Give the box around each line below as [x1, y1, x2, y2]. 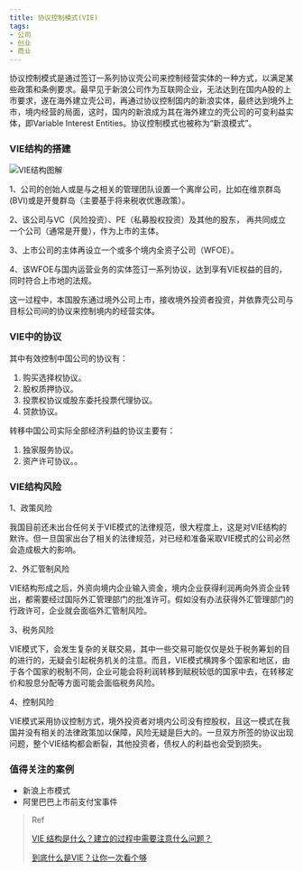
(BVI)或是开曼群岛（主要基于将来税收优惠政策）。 [9, 195, 190, 206]
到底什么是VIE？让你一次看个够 [31, 852, 147, 863]
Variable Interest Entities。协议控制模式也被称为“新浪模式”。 [32, 118, 257, 129]
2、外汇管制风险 [9, 563, 70, 574]
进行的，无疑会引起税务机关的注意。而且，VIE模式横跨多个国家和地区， [16, 655, 282, 666]
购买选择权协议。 [22, 372, 87, 383]
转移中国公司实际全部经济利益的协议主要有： [9, 425, 176, 436]
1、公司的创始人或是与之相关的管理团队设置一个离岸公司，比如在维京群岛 [9, 184, 281, 195]
